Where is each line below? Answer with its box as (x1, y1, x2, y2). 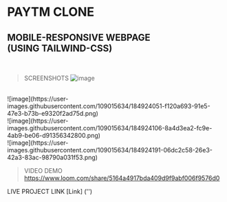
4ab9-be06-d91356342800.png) (7, 132, 101, 139)
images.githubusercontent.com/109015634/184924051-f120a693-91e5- (7, 102, 211, 110)
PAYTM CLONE (7, 4, 95, 20)
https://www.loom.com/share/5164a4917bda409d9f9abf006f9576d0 (23, 174, 220, 182)
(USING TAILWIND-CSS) (7, 42, 113, 54)
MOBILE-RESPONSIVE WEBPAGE (7, 32, 151, 43)
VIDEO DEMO (23, 167, 63, 174)
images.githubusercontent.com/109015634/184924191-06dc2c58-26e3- (7, 146, 213, 154)
